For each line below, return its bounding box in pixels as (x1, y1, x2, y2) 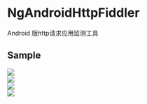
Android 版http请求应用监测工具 (7, 29, 99, 37)
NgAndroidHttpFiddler (7, 5, 140, 21)
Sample (7, 50, 41, 61)
